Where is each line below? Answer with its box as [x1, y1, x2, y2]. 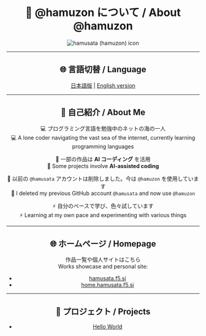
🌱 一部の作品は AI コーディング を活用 [55, 155, 151, 162]
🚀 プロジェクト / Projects [55, 306, 151, 316]
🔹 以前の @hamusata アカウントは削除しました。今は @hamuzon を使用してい [7, 175, 194, 182]
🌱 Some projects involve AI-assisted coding [47, 162, 159, 169]
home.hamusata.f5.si [81, 281, 134, 289]
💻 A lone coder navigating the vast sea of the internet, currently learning [10, 134, 196, 141]
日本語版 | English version [70, 82, 136, 89]
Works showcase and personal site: [58, 263, 148, 270]
